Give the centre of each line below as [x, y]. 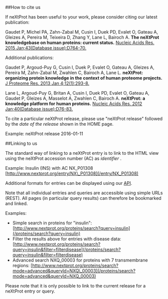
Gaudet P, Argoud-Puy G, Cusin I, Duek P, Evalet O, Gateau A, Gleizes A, [80, 67]
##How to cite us [23, 7]
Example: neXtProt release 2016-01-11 [44, 134]
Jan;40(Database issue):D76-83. [39, 109]
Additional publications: [30, 58]
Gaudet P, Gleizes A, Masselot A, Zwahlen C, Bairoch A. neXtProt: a [75, 98]
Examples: [16, 213]
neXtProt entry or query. [30, 291]
